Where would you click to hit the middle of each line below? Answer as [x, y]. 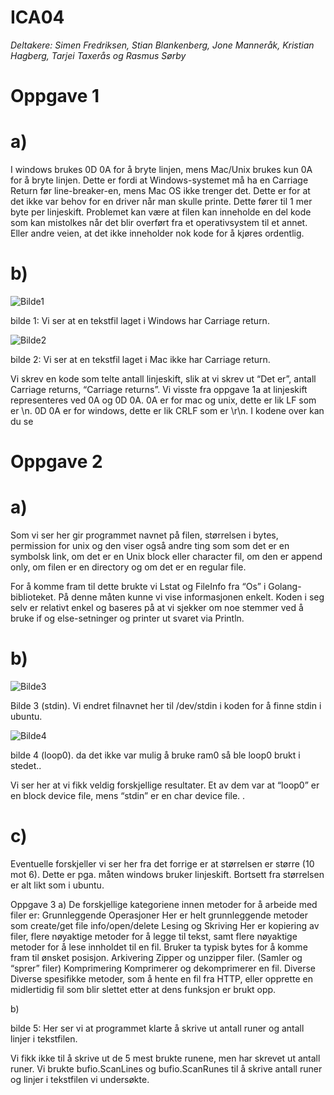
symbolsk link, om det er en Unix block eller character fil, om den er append [166, 557]
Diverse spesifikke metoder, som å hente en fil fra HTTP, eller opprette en [162, 979]
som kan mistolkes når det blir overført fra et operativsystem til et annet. [159, 223]
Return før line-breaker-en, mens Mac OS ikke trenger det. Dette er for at [160, 191]
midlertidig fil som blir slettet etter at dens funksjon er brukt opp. [143, 989]
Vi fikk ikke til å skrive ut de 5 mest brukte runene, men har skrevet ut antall [165, 1058]
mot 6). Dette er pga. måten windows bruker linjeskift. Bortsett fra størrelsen [167, 874]
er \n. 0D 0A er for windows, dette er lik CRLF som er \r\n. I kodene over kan [167, 410]
